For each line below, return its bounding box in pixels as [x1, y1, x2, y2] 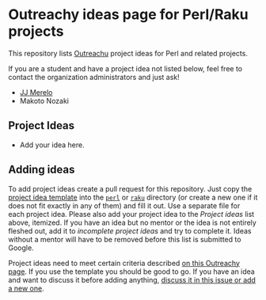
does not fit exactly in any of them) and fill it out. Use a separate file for [8, 200, 241, 211]
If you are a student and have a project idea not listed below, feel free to [8, 63, 243, 73]
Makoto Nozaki [19, 96, 70, 105]
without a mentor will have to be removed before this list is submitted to [8, 234, 241, 244]
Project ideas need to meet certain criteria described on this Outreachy [8, 258, 240, 268]
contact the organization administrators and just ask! [8, 72, 180, 82]
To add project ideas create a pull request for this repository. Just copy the [8, 184, 253, 193]
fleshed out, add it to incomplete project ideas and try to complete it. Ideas [8, 226, 252, 235]
